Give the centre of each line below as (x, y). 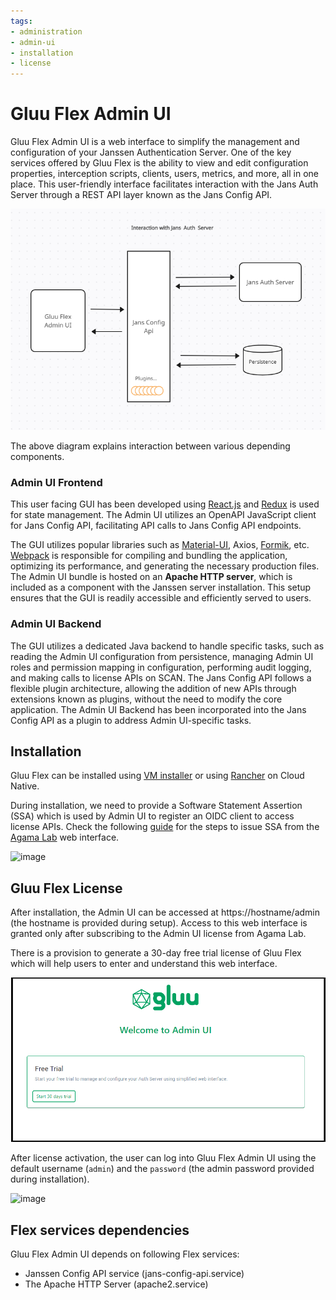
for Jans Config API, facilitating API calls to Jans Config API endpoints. (156, 526)
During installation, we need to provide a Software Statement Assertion (156, 806)
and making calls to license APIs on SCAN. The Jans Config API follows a (161, 677)
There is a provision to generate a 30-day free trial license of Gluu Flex (156, 953)
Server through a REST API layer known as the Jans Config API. (141, 195)
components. (37, 456)
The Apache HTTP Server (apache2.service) (116, 1284)
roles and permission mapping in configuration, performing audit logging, (161, 667)
